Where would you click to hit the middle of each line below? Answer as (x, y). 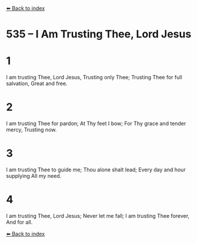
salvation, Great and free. (37, 83)
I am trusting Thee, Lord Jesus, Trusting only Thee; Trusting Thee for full (94, 77)
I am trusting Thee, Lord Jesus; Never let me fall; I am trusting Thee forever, (98, 215)
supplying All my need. (34, 176)
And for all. (19, 222)
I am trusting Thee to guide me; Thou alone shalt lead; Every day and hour (96, 170)
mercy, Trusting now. (31, 130)
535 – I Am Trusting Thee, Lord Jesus (99, 34)
